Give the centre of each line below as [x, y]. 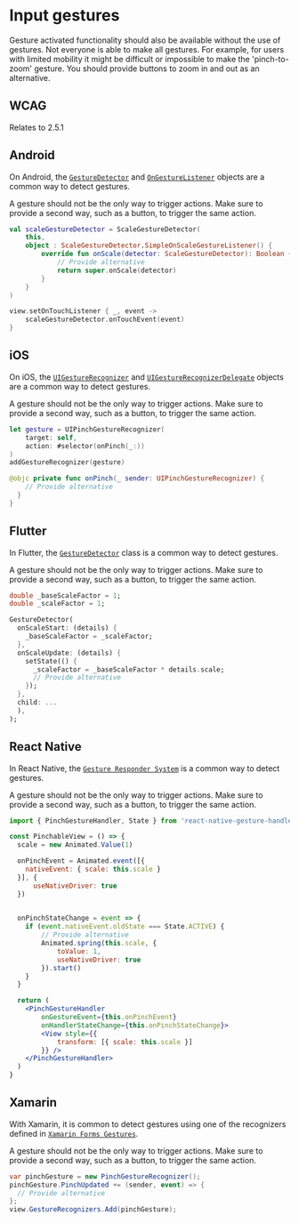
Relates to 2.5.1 [36, 127]
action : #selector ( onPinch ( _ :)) [85, 446]
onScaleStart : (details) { [67, 628]
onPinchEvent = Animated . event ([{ [81, 861]
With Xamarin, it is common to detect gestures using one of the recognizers [148, 1124]
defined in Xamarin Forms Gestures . [74, 1133]
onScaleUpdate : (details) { [69, 653]
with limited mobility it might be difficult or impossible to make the [130, 59]
